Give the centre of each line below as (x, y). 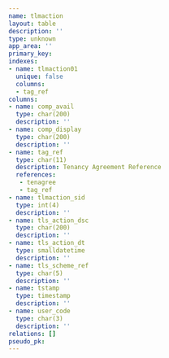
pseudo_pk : (27, 341)
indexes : (23, 62)
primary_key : (30, 54)
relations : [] (32, 334)
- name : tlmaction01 (43, 69)
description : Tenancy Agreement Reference (89, 168)
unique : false (39, 76)
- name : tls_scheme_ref (49, 265)
